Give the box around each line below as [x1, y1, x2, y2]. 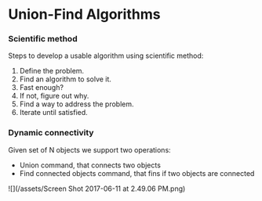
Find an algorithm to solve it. [19, 74, 112, 84]
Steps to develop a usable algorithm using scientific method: [8, 51, 204, 60]
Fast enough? [19, 83, 64, 92]
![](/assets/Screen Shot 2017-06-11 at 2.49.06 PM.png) [8, 184, 186, 193]
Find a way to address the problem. [19, 99, 135, 109]
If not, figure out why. [19, 92, 89, 101]
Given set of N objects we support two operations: [8, 145, 171, 154]
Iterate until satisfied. [19, 108, 88, 117]
